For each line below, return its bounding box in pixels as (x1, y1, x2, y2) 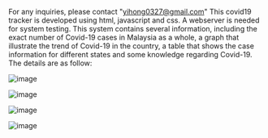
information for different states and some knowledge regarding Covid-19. (8, 50, 253, 59)
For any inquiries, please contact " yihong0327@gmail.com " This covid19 (8, 7, 252, 16)
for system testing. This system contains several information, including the (8, 24, 257, 33)
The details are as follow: (8, 58, 93, 68)
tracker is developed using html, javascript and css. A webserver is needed (8, 15, 260, 25)
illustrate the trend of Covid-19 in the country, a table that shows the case (8, 41, 254, 51)
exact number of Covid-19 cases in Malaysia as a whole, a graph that (8, 32, 240, 42)
